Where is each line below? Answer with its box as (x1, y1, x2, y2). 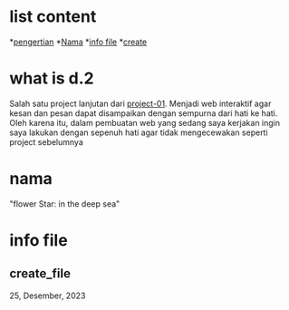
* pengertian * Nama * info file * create (9, 36, 148, 47)
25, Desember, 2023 (9, 290, 86, 301)
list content (9, 6, 97, 27)
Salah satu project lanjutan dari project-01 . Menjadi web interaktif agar (9, 98, 272, 109)
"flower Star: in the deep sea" (9, 198, 120, 209)
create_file (9, 266, 71, 282)
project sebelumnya (9, 136, 84, 147)
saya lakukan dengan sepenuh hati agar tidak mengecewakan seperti (9, 127, 269, 138)
